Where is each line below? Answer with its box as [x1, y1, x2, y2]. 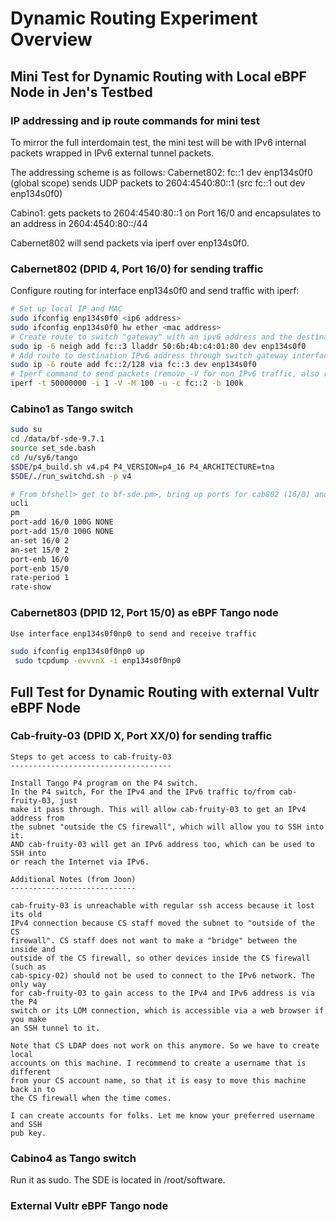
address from [10, 813, 65, 823]
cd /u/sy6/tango [10, 452, 78, 462]
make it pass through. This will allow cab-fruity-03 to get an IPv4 [10, 804, 307, 814]
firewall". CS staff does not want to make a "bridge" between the [10, 935, 298, 946]
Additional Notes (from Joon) [10, 874, 137, 884]
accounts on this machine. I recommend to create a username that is [10, 1058, 307, 1068]
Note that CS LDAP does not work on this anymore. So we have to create [10, 1040, 320, 1051]
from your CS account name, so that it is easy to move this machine [10, 1075, 307, 1086]
